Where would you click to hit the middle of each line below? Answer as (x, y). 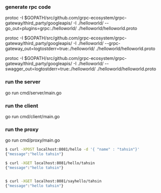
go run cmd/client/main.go (32, 116)
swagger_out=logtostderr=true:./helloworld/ (50, 69)
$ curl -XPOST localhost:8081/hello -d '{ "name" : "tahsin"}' (72, 150)
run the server (23, 82)
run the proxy (22, 129)
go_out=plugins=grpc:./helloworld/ (41, 28)
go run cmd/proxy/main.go (32, 140)
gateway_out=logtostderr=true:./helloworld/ (50, 49)
